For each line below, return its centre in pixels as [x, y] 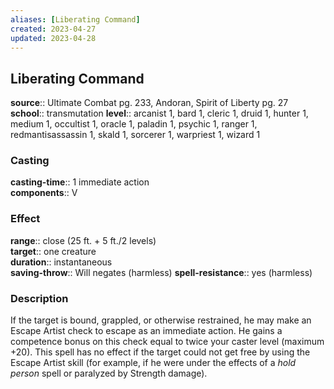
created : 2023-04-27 [53, 29]
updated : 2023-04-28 [53, 38]
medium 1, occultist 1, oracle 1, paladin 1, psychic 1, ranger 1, [134, 124]
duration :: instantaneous [61, 262]
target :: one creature [53, 251]
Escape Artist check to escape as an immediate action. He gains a [146, 331]
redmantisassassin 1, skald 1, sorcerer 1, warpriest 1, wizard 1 [135, 135]
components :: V [44, 193]
